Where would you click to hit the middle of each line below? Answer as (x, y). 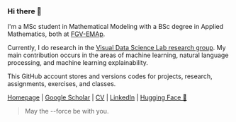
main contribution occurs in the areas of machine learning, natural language (118, 55)
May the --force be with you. (67, 111)
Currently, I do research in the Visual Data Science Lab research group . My (117, 48)
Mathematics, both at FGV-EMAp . (56, 34)
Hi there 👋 (25, 11)
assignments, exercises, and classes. (62, 84)
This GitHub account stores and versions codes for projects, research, (110, 76)
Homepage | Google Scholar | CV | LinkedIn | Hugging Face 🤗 (97, 97)
